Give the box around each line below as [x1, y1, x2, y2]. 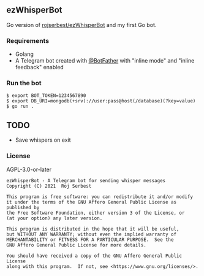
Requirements [6, 36, 50, 45]
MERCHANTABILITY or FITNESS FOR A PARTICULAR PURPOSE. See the [6, 236, 174, 243]
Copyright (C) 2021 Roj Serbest [6, 183, 92, 189]
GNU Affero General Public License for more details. [6, 242, 147, 248]
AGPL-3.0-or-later [6, 166, 52, 173]
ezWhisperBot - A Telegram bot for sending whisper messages [6, 177, 166, 183]
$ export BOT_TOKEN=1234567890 [6, 93, 86, 99]
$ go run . [6, 104, 34, 110]
